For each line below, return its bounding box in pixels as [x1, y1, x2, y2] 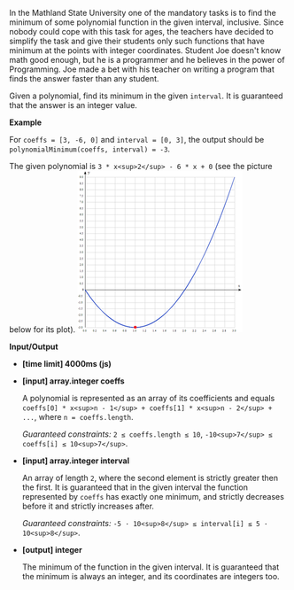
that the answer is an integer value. [9, 100, 137, 110]
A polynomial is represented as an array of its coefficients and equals [21, 393, 275, 403]
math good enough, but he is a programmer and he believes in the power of [9, 55, 285, 65]
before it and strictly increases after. [21, 501, 155, 511]
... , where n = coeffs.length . [21, 412, 135, 422]
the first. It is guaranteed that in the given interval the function [21, 482, 248, 493]
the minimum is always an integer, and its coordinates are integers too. [21, 571, 281, 581]
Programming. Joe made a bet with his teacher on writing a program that [9, 64, 275, 74]
